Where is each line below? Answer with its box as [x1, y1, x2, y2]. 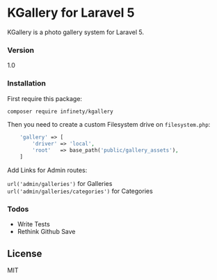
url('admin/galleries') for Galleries [7, 179, 113, 187]
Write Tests [17, 220, 50, 228]
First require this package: [7, 94, 82, 102]
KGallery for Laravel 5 [7, 5, 135, 21]
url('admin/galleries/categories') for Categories [7, 187, 153, 195]
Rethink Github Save [17, 228, 76, 236]
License [7, 247, 42, 259]
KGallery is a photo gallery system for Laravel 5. [7, 28, 145, 36]
